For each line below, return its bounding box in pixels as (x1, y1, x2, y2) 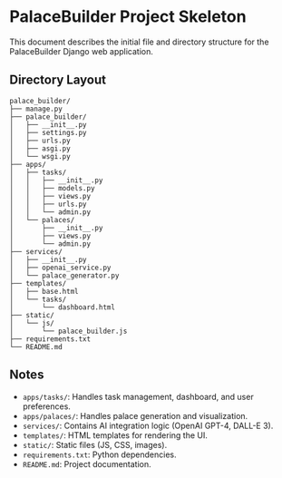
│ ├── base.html (9, 287, 79, 296)
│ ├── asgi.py (9, 143, 71, 153)
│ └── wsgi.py (9, 151, 71, 161)
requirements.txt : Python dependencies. (22, 449, 177, 460)
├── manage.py (9, 104, 63, 113)
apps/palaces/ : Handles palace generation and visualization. (22, 410, 248, 421)
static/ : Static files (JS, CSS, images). (22, 439, 168, 450)
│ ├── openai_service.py (9, 263, 112, 272)
